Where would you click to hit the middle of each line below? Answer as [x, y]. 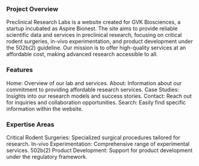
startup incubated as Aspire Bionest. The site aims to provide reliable [92, 28]
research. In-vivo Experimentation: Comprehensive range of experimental [98, 144]
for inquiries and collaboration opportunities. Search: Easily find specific [96, 102]
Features [20, 70]
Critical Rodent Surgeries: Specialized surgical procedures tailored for [93, 137]
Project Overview [32, 9]
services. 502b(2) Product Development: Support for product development [99, 150]
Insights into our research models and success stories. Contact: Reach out [99, 96]
